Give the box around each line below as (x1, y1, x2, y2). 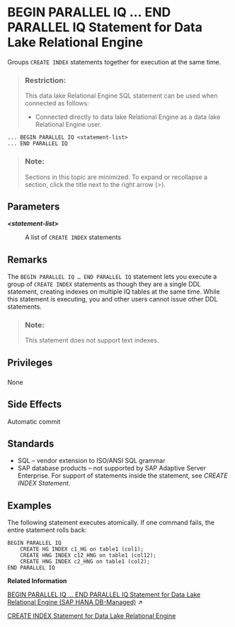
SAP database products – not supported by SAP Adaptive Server (17, 464, 207, 473)
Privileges (7, 357, 53, 369)
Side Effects (7, 398, 62, 410)
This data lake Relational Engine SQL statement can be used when (24, 91, 218, 100)
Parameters (7, 200, 60, 212)
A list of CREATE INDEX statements (25, 233, 122, 241)
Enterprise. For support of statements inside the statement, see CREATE (17, 471, 228, 480)
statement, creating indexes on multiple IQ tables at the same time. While (7, 287, 221, 296)
